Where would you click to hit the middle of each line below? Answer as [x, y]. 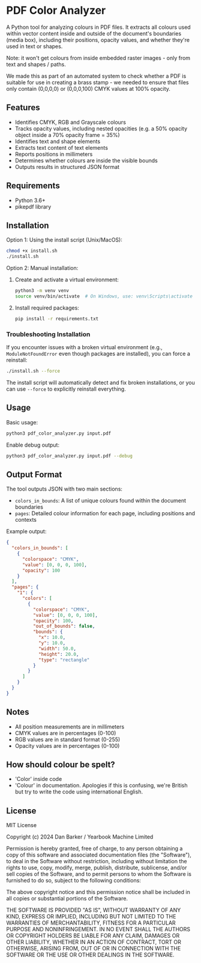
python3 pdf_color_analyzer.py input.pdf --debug [70, 456]
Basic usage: [22, 422]
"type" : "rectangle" [64, 660]
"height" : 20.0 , [58, 654]
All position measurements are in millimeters [70, 726]
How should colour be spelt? [61, 765]
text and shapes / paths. [36, 64]
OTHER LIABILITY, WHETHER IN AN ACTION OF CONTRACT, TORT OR [94, 942]
